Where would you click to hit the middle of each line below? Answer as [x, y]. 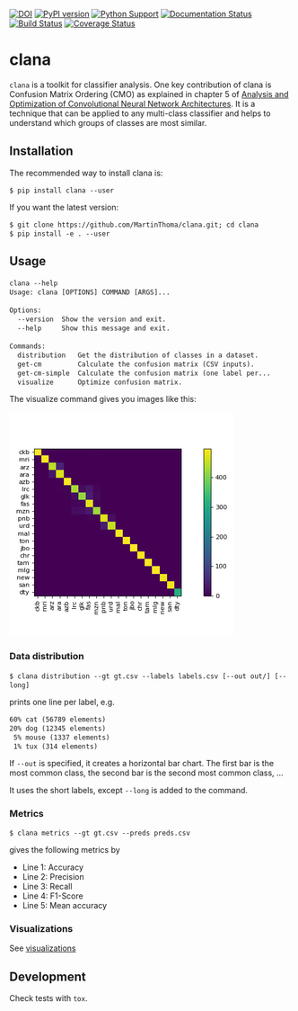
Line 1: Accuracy [53, 867]
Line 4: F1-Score [53, 896]
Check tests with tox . [48, 998]
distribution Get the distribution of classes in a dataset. [138, 355]
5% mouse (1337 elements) [61, 738]
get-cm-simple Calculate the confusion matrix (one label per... [144, 373]
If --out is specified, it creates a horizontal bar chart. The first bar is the [142, 763]
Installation [41, 152]
